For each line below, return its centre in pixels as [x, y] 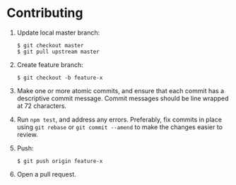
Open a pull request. [47, 174]
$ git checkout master [50, 45]
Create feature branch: [50, 64]
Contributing [45, 13]
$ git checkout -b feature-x [60, 78]
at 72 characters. [42, 106]
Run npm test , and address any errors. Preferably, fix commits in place [119, 119]
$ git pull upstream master [58, 52]
